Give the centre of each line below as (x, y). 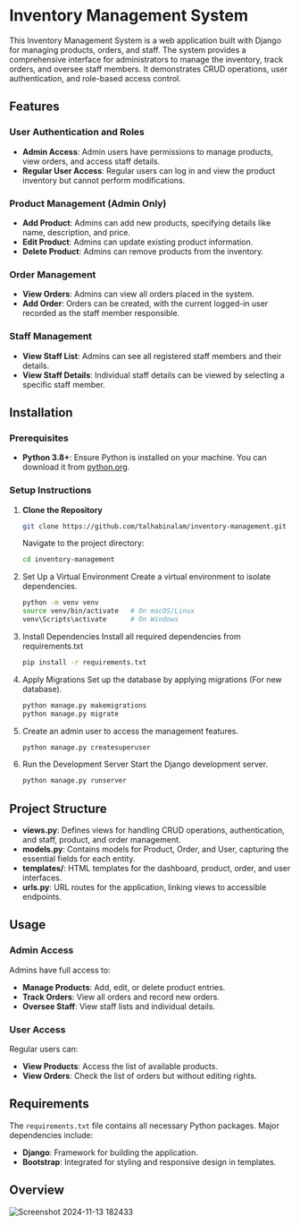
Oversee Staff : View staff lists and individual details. (119, 1006)
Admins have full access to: (60, 970)
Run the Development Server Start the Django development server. (145, 764)
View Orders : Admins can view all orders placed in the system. (138, 294)
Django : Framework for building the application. (110, 1152)
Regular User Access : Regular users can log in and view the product (149, 170)
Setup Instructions (50, 491)
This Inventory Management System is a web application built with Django (146, 40)
